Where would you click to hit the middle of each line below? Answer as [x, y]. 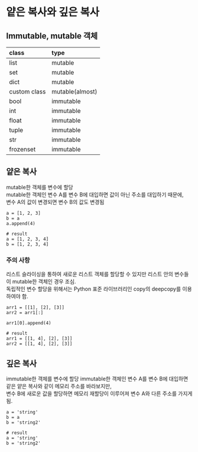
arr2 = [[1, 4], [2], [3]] [39, 344]
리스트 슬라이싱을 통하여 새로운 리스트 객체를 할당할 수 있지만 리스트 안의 [90, 274]
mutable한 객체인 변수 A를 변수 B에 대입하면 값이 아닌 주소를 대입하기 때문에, [95, 194]
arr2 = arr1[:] [25, 313]
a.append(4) [21, 223]
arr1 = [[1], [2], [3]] [35, 308]
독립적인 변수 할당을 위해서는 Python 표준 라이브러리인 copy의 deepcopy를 [94, 289]
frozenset [22, 149]
